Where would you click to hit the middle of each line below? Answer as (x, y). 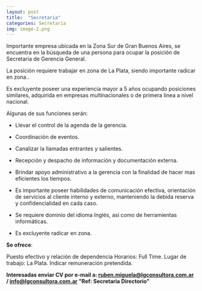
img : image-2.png (28, 29)
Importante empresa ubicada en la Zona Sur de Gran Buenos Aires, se (93, 46)
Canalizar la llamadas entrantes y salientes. (69, 149)
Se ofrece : (20, 245)
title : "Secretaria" (34, 18)
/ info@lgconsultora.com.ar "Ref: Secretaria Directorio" (78, 281)
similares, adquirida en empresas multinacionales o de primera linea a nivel (100, 95)
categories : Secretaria (36, 23)
